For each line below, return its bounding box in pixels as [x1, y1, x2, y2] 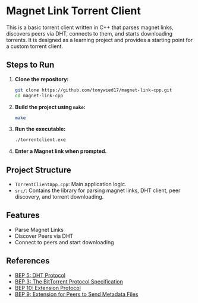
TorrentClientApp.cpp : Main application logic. [14, 181, 127, 188]
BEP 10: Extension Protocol [14, 284, 81, 291]
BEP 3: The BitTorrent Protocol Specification [14, 278, 124, 285]
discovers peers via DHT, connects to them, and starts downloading [6, 30, 173, 37]
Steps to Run [6, 60, 55, 70]
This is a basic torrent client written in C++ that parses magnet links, [6, 24, 174, 31]
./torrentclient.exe [14, 137, 66, 143]
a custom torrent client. [6, 43, 64, 50]
